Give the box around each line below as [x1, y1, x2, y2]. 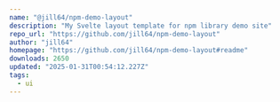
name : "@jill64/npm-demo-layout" [9, 12, 133, 22]
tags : [9, 71, 29, 80]
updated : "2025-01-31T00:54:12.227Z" [9, 63, 149, 72]
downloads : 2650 [9, 54, 69, 63]
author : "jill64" [9, 37, 74, 47]
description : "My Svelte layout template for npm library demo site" [9, 21, 273, 30]
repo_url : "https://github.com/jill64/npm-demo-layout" [9, 29, 220, 38]
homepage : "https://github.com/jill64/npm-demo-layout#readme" [9, 46, 249, 55]
